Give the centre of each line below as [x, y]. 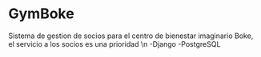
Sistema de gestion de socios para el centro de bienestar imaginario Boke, [131, 36]
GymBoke [41, 14]
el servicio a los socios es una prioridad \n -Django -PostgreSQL [114, 44]
